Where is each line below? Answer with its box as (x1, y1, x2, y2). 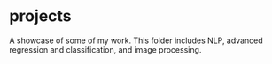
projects (9, 6, 73, 26)
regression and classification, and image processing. (9, 44, 202, 54)
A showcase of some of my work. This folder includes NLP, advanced (9, 35, 263, 46)
